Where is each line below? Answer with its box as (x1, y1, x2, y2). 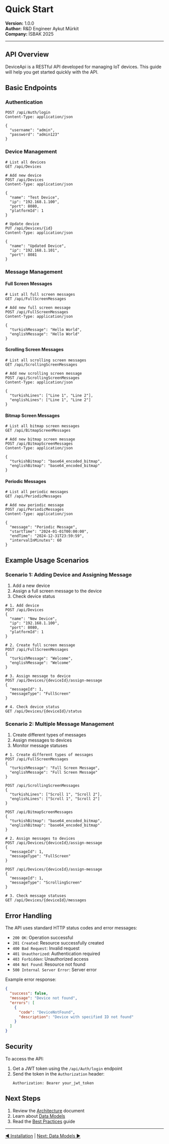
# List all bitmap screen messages (5, 424, 80, 429)
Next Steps (5, 1094, 41, 1103)
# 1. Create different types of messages (5, 752, 94, 758)
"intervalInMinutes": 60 (10, 538, 62, 543)
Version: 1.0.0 (5, 20, 34, 26)
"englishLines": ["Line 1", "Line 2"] (10, 397, 92, 402)
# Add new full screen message (5, 305, 71, 310)
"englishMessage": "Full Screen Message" (10, 770, 98, 775)
